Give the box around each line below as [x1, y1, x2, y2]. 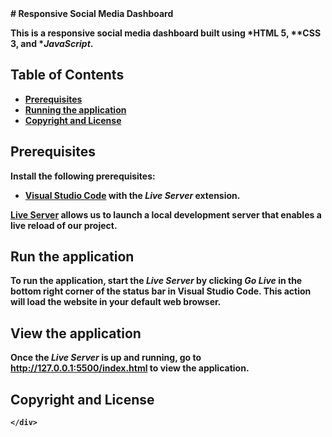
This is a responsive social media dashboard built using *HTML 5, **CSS [10, 27, 322, 39]
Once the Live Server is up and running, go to [10, 352, 202, 364]
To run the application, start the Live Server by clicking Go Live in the [10, 275, 303, 287]
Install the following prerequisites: [10, 170, 156, 182]
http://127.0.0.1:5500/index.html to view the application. [10, 362, 250, 374]
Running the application [24, 103, 127, 116]
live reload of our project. [10, 219, 118, 231]
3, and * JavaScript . [10, 38, 94, 49]
